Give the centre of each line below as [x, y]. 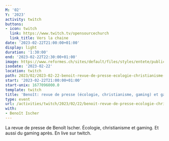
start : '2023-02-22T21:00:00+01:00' [44, 80]
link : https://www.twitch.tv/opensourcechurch [59, 33]
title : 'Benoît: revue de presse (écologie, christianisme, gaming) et [82, 95]
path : [11, 76]
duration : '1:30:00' [27, 52]
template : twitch [23, 90]
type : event [18, 99]
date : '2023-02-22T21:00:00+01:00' [43, 43]
